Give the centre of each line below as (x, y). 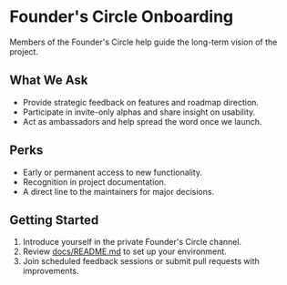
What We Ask (49, 81)
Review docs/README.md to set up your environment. (125, 251)
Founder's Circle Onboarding (122, 17)
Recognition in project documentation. (94, 182)
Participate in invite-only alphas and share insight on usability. (139, 112)
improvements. (51, 271)
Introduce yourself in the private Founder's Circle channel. (132, 242)
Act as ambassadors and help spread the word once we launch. (142, 121)
